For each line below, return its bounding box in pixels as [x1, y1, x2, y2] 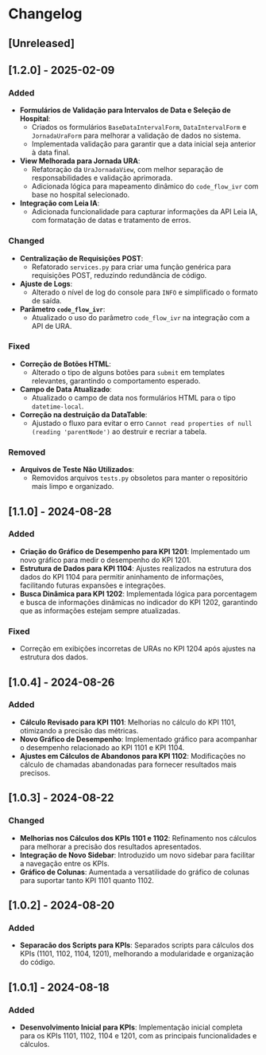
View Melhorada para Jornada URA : [19, 156, 141, 166]
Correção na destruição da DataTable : [19, 409, 148, 419]
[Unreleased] [8, 37, 75, 50]
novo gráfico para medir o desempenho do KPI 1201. [19, 555, 192, 565]
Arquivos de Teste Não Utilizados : [19, 465, 135, 475]
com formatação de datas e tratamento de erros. [31, 216, 191, 225]
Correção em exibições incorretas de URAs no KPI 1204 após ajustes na [19, 644, 256, 654]
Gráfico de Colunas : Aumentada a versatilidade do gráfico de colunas [19, 867, 250, 877]
